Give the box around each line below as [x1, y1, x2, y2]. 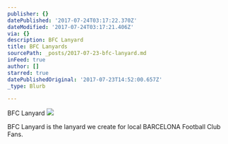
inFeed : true [7, 56, 46, 64]
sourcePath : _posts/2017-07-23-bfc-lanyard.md [7, 50, 147, 57]
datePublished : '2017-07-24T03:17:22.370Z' [7, 17, 138, 24]
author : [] [7, 63, 40, 70]
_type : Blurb [7, 83, 46, 90]
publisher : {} [7, 10, 49, 18]
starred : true [7, 69, 49, 76]
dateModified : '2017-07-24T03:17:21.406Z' [7, 23, 134, 30]
